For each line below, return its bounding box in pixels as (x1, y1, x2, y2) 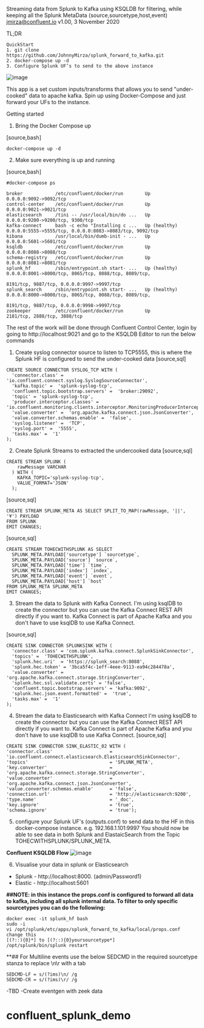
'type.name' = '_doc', (6, 796, 135, 803)
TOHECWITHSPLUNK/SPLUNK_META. (15, 837, 112, 845)
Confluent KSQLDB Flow (6, 849, 69, 856)
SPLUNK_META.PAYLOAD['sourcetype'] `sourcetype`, (12, 551, 140, 558)
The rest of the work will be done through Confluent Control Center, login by (6, 324, 197, 331)
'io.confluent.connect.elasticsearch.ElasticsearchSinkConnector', (6, 754, 181, 760)
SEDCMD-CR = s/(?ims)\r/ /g (6, 977, 78, 983)
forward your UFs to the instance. (6, 99, 90, 105)
